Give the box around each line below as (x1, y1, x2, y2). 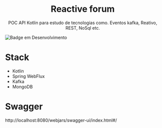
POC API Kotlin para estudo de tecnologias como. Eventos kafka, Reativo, (8, 20, 158, 26)
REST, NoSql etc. (65, 25, 100, 31)
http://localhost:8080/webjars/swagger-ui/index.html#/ (5, 117, 117, 123)
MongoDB (12, 84, 33, 90)
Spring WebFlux (12, 73, 45, 79)
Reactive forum (51, 3, 115, 15)
